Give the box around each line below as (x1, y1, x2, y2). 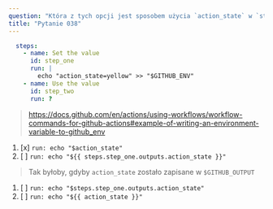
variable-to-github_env (28, 127, 106, 137)
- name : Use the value (23, 79, 100, 88)
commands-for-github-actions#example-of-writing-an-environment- (28, 118, 259, 128)
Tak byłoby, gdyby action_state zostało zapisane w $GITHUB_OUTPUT (28, 167, 255, 176)
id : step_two (29, 87, 75, 95)
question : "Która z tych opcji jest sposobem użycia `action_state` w (8, 11, 253, 20)
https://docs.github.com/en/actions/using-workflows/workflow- (28, 109, 243, 119)
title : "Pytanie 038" (8, 20, 82, 28)
